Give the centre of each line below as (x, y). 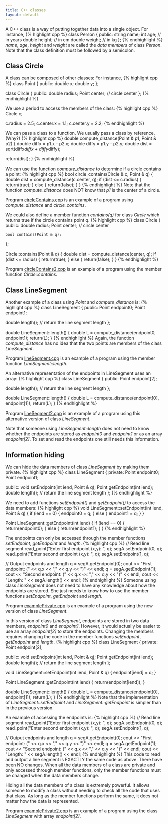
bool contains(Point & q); (33, 235)
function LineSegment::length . (36, 364)
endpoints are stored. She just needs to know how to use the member (77, 590)
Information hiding (35, 455)
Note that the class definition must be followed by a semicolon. (70, 50)
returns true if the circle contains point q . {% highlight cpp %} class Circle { (83, 220)
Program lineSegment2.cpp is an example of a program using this (73, 414)
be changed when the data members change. (52, 775)
